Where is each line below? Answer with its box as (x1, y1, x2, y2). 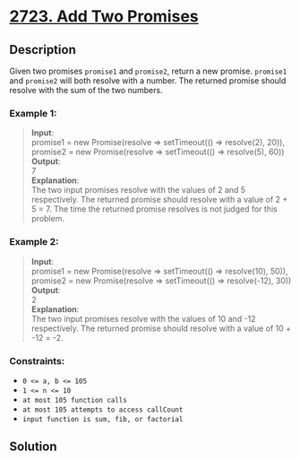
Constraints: (9, 354, 65, 367)
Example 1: (9, 107, 57, 119)
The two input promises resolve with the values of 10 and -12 (30, 313, 256, 324)
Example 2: (9, 236, 59, 248)
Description (9, 42, 76, 57)
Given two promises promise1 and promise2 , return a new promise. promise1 (9, 65, 287, 76)
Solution (9, 439, 57, 455)
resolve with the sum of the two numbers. (9, 85, 163, 95)
